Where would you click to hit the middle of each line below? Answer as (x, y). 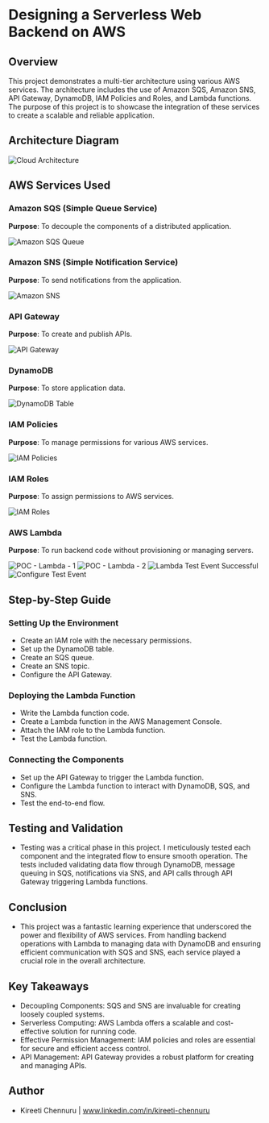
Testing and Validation (66, 828)
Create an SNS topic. (55, 666)
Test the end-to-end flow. (62, 803)
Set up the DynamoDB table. (67, 649)
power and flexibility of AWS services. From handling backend (123, 935)
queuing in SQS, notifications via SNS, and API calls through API (126, 873)
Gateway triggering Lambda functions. (84, 882)
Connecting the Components (66, 759)
